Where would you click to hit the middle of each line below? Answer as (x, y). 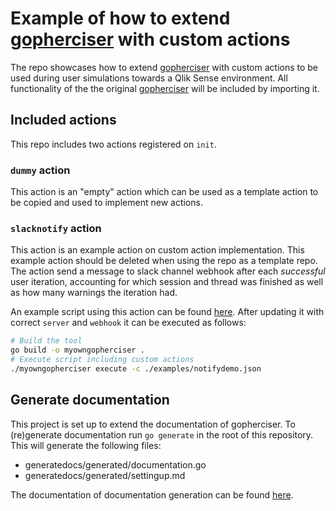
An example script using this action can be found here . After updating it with (167, 312)
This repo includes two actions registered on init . (113, 144)
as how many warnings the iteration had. (94, 293)
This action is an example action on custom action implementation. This (157, 250)
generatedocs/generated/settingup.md (105, 475)
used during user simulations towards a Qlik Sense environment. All (149, 78)
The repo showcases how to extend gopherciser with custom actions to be (164, 67)
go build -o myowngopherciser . (77, 350)
